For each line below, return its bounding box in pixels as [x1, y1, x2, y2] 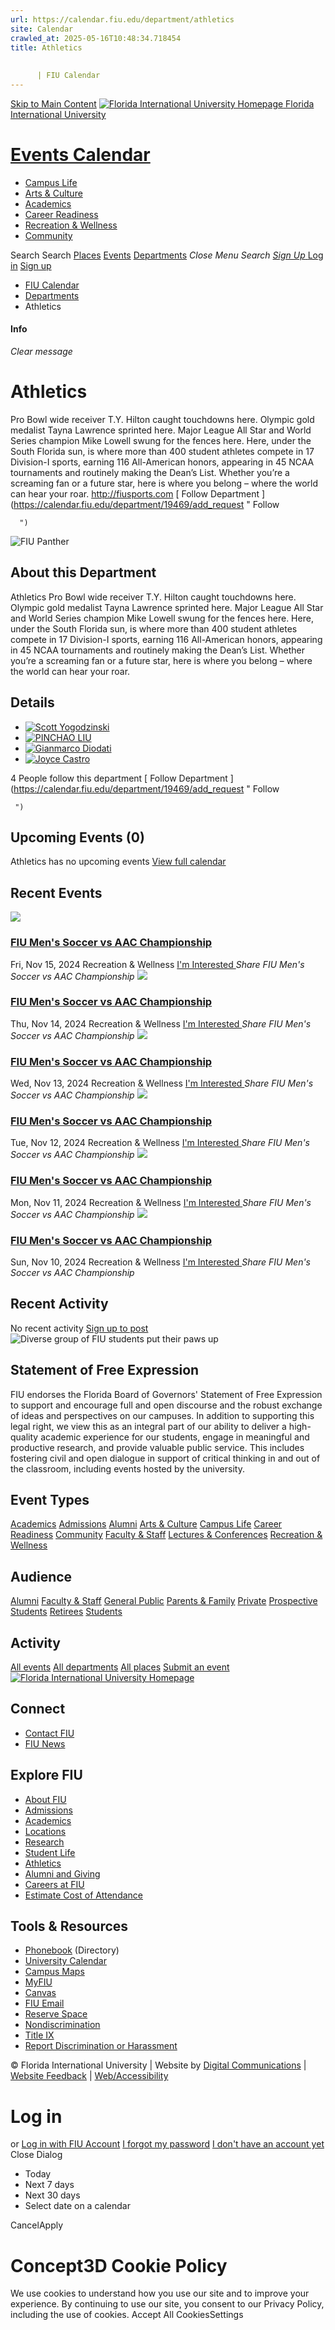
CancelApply [10, 2219, 64, 2231]
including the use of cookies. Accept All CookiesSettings [10, 2309, 244, 2321]
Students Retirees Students [10, 1606, 123, 1618]
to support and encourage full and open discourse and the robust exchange [10, 1399, 323, 1411]
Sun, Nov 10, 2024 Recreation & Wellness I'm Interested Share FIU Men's [10, 1256, 311, 1268]
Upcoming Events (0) [10, 829, 145, 846]
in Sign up [10, 259, 52, 271]
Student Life [24, 1846, 76, 1858]
